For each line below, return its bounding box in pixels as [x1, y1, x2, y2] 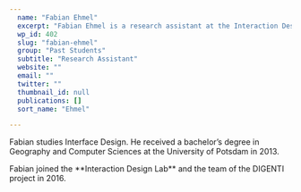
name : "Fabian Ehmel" [17, 13, 99, 22]
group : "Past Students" [17, 46, 106, 55]
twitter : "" [17, 79, 63, 88]
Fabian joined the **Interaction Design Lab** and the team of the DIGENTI [9, 163, 285, 174]
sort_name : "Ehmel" [17, 104, 90, 113]
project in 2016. [9, 173, 66, 184]
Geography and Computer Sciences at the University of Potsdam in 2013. [9, 146, 279, 157]
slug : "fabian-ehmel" [17, 38, 99, 47]
